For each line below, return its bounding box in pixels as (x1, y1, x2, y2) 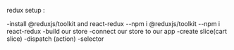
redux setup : (6, 6, 45, 14)
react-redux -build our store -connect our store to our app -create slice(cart (6, 27, 227, 35)
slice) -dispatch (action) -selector (6, 35, 104, 43)
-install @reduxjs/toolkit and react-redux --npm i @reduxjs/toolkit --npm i (6, 20, 221, 27)
